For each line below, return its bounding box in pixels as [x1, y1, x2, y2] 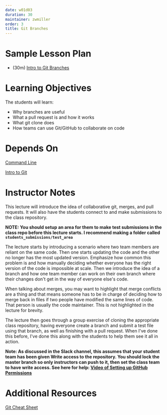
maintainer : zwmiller [5, 17, 51, 22]
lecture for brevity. [5, 307, 44, 313]
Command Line [5, 159, 37, 165]
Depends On [5, 143, 58, 154]
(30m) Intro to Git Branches [12, 65, 69, 71]
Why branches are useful [12, 109, 65, 115]
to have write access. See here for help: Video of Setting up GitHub [5, 364, 148, 371]
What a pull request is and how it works [12, 114, 95, 120]
